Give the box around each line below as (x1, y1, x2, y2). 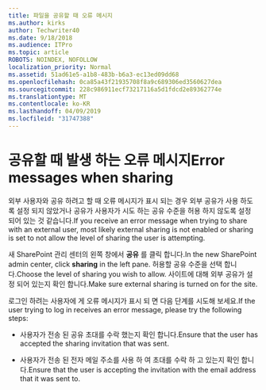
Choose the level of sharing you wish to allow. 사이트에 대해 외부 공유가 (16, 269, 245, 278)
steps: (8, 313, 29, 323)
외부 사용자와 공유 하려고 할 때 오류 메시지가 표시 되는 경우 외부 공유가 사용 (8, 196, 239, 205)
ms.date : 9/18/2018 (8, 33, 73, 42)
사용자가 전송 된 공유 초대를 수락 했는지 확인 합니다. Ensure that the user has (19, 330, 258, 339)
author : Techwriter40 (8, 26, 80, 34)
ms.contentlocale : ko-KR (8, 100, 91, 108)
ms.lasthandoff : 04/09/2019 (8, 108, 102, 116)
